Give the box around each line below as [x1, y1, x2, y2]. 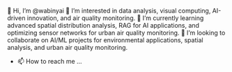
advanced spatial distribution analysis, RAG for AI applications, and [7, 21, 200, 29]
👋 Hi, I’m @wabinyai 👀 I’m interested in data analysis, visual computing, [7, 7, 211, 15]
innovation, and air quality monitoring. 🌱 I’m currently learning [26, 14, 204, 22]
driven [7, 14, 26, 22]
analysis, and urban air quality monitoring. [7, 44, 128, 51]
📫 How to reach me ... [17, 57, 82, 65]
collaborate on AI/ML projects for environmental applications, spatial [7, 36, 203, 44]
